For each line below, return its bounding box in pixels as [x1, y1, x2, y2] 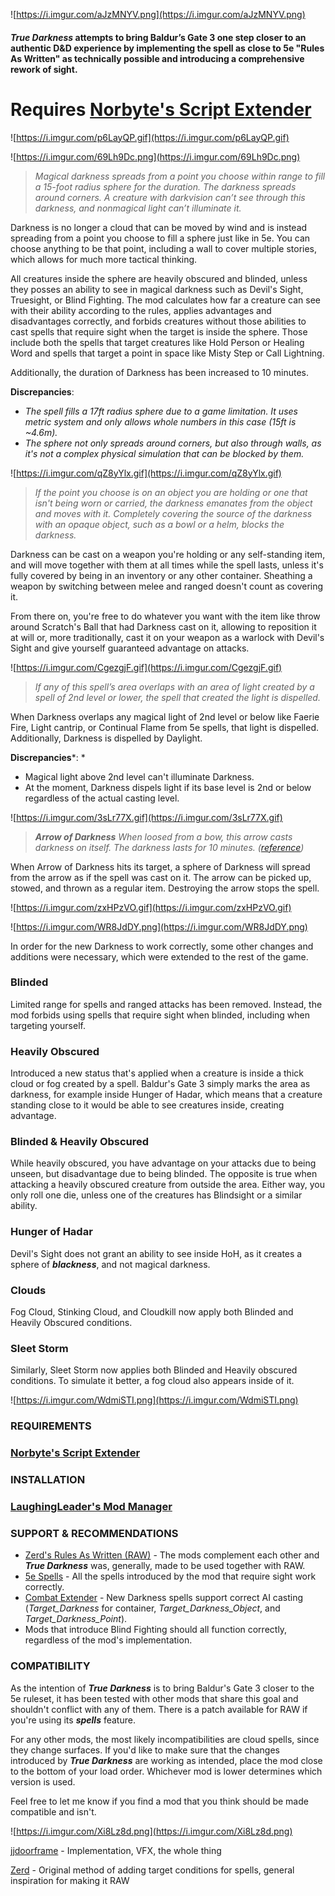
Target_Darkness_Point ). [24, 1613, 128, 1625]
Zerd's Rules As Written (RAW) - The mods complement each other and [24, 1549, 320, 1561]
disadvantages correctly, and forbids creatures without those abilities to [10, 315, 307, 327]
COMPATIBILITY [10, 1659, 91, 1673]
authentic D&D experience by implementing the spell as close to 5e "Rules [10, 42, 325, 54]
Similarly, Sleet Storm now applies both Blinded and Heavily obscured [10, 1364, 298, 1376]
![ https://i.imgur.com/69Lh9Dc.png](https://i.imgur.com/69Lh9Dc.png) [10, 150, 301, 163]
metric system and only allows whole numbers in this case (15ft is [24, 415, 297, 428]
